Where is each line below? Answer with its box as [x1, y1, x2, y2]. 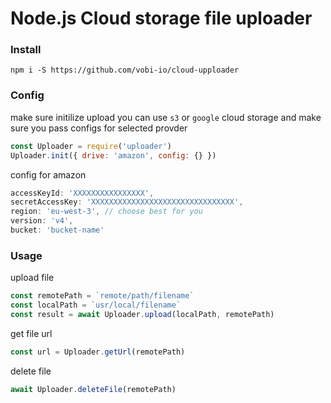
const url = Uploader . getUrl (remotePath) [10, 347, 186, 357]
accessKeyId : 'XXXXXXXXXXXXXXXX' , [10, 188, 155, 198]
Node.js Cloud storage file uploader [10, 7, 313, 30]
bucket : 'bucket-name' [10, 225, 105, 236]
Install [10, 43, 42, 57]
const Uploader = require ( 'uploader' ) [10, 141, 172, 151]
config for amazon [10, 168, 87, 181]
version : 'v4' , [10, 216, 74, 226]
